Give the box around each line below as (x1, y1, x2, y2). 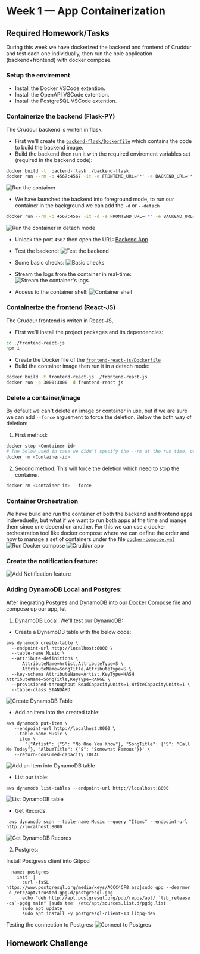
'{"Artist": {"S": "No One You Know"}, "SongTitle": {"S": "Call (24, 741, 190, 747)
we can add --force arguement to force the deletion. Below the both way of (6, 414, 192, 421)
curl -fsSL (21, 879, 49, 885)
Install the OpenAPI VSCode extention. (14, 91, 110, 98)
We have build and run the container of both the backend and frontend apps (6, 511, 193, 518)
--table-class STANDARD (11, 686, 70, 692)
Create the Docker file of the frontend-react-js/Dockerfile (14, 356, 161, 363)
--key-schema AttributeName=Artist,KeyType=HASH (11, 671, 135, 677)
